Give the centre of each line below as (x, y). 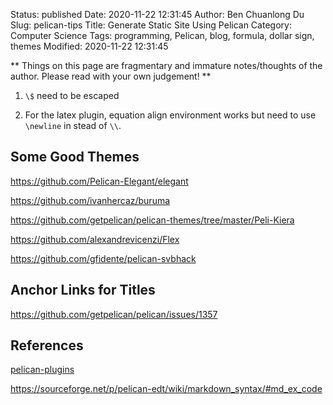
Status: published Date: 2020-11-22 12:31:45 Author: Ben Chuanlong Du (157, 14)
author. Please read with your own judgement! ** (111, 76)
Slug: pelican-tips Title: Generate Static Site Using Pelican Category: (151, 25)
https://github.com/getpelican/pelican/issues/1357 (114, 314)
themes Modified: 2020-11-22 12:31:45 (89, 46)
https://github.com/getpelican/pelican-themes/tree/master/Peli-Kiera (152, 220)
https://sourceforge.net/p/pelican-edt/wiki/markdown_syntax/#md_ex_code (166, 389)
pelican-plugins (42, 370)
